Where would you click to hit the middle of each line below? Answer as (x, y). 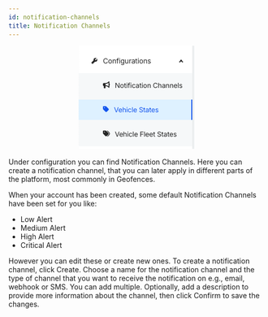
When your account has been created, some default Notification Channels (133, 194)
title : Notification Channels (60, 26)
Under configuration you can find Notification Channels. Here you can (125, 162)
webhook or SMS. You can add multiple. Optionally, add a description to (129, 287)
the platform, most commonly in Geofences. (82, 179)
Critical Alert (41, 245)
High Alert (37, 237)
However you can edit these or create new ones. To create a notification (129, 261)
